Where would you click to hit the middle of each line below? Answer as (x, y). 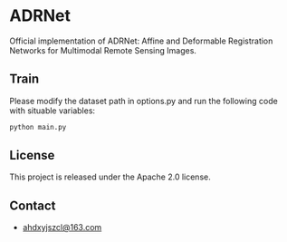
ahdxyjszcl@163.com (62, 227)
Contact (33, 205)
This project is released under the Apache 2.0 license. (110, 177)
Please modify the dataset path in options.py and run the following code (143, 101)
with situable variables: (53, 111)
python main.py (38, 127)
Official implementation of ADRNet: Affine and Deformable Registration (141, 41)
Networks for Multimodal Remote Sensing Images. (103, 50)
